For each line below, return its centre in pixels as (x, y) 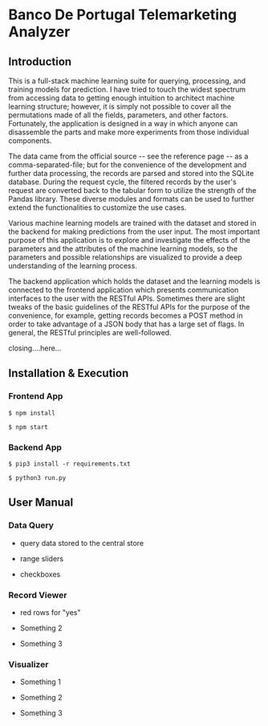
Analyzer (39, 32)
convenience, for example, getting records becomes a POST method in (126, 316)
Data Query (31, 526)
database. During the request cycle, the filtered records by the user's (122, 182)
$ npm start (28, 427)
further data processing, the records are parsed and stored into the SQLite (131, 173)
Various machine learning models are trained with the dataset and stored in (132, 223)
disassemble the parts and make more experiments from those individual (129, 132)
